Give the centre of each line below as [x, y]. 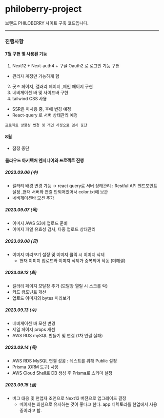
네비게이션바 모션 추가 [33, 198]
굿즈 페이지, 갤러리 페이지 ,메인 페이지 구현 [52, 87]
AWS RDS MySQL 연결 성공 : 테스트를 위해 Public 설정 [64, 361]
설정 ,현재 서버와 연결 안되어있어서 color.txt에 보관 [60, 191]
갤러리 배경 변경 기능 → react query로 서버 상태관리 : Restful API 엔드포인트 [85, 186]
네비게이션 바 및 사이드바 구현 [40, 93]
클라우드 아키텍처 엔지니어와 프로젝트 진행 [44, 160]
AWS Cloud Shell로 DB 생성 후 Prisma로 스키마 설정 [62, 373]
